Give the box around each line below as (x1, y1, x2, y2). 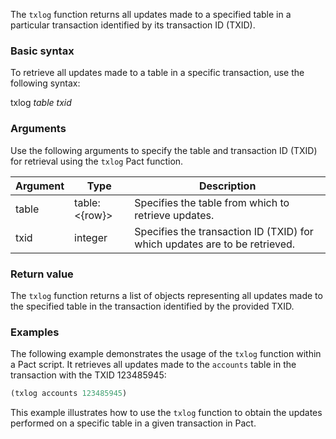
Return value (10, 267, 74, 281)
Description (198, 179, 257, 193)
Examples (10, 325, 60, 339)
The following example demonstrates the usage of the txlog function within (10, 348, 322, 360)
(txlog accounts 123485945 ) (10, 389, 128, 399)
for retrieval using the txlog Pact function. (10, 155, 184, 167)
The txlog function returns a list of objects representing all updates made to (10, 289, 323, 301)
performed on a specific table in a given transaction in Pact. (10, 417, 257, 429)
